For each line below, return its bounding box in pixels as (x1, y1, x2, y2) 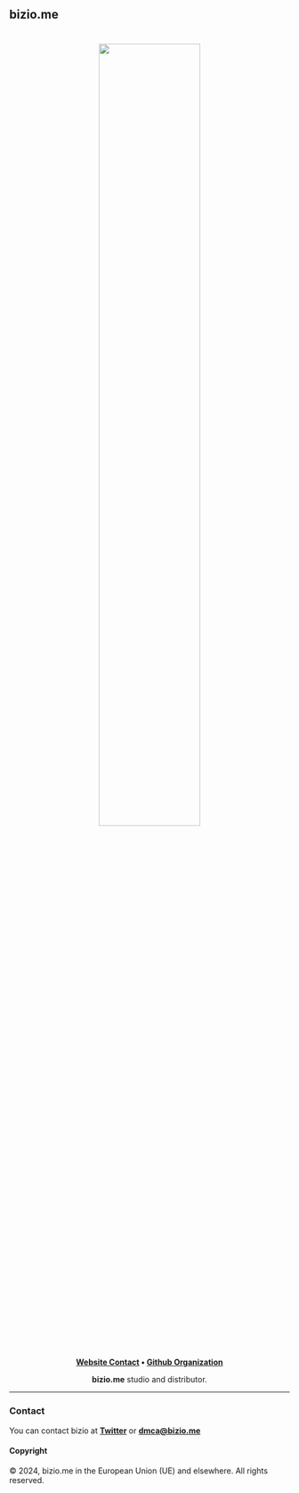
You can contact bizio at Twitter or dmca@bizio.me (9, 1425, 201, 1436)
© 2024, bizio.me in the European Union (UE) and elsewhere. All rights (9, 1465, 269, 1476)
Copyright (9, 1446, 48, 1456)
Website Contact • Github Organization (76, 1357, 223, 1367)
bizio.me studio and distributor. (92, 1374, 207, 1385)
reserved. (9, 1474, 44, 1485)
